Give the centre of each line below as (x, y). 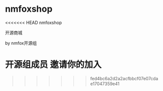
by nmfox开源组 (21, 43)
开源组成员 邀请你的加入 (53, 65)
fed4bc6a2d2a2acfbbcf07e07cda (124, 78)
